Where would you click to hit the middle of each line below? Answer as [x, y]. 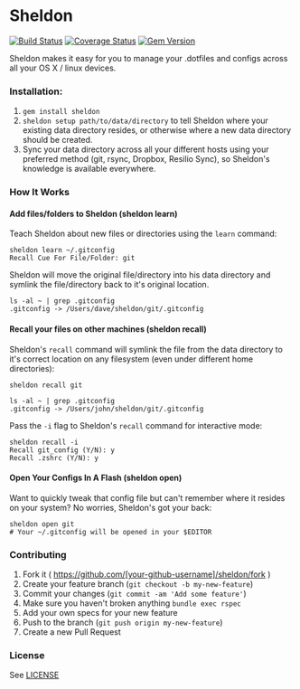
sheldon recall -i [44, 442]
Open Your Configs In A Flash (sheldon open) [96, 478]
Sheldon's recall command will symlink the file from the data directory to [146, 349]
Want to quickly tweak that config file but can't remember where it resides [147, 497]
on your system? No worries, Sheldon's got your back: [111, 507]
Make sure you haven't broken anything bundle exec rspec [131, 603]
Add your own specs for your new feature [100, 613]
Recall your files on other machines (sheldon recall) [108, 329]
